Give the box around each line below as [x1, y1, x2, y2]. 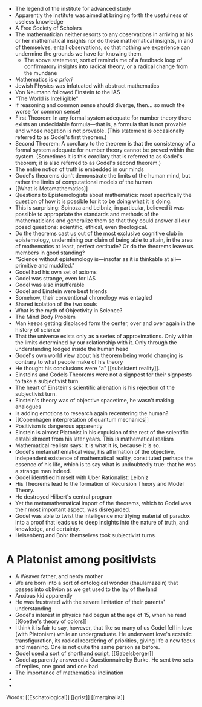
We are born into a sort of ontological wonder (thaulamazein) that [15, 579, 178, 586]
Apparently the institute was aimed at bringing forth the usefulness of [15, 11, 189, 19]
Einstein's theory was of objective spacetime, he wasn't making [15, 397, 174, 404]
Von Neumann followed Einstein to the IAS [15, 89, 120, 95]
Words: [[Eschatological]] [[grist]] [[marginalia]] [6, 693, 125, 700]
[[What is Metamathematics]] [15, 185, 88, 192]
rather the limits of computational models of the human [15, 178, 152, 186]
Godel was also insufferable [15, 281, 85, 288]
